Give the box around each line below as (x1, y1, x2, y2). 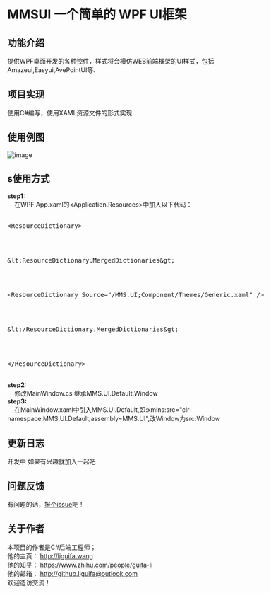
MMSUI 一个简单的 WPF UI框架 (7, 6, 187, 23)
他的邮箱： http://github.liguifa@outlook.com (7, 569, 138, 577)
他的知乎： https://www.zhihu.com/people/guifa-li (7, 560, 153, 569)
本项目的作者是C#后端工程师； (7, 543, 97, 551)
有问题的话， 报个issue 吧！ (7, 500, 85, 509)
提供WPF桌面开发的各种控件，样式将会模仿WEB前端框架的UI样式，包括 (7, 57, 215, 65)
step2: (7, 381, 27, 389)
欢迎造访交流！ (7, 578, 51, 587)
